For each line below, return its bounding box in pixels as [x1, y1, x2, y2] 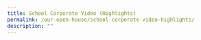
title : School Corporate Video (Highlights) [7, 9, 137, 17]
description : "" [7, 22, 54, 29]
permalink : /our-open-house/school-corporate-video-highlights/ [7, 16, 195, 23]
